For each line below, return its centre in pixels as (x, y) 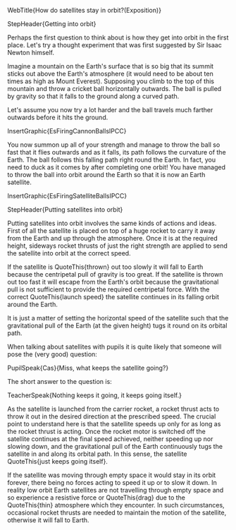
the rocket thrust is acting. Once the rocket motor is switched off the (106, 431)
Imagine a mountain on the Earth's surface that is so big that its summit (110, 66)
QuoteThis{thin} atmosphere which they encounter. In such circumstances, (116, 505)
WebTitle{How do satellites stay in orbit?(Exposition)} (85, 10)
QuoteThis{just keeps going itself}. (57, 461)
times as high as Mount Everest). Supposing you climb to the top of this (111, 81)
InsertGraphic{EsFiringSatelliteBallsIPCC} (67, 196)
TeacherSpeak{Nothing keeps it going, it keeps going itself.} (94, 395)
